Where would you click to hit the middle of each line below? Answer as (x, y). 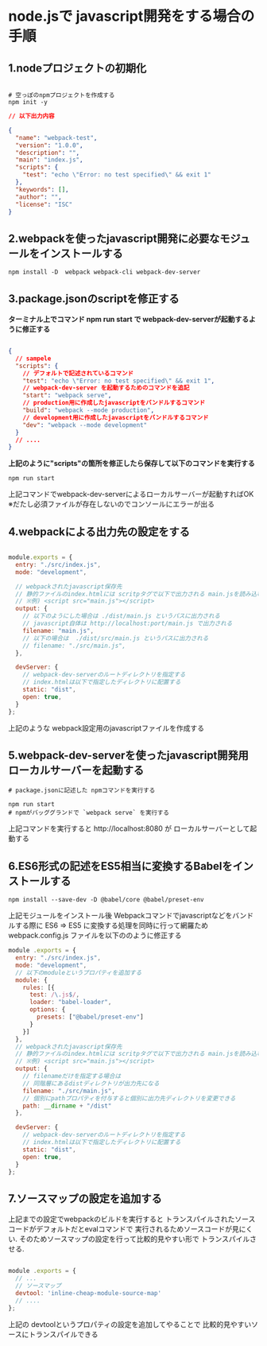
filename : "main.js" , (58, 630)
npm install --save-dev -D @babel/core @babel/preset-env (106, 900)
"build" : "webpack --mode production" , (89, 410)
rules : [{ (39, 987)
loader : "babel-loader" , (70, 1003)
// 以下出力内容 (31, 116)
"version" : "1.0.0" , (49, 145)
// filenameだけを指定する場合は (72, 1076)
